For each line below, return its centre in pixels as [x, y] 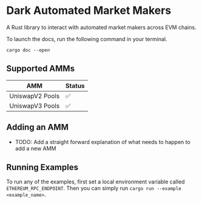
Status [75, 85]
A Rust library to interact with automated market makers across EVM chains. [101, 27]
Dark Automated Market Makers [89, 11]
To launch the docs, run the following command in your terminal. [87, 39]
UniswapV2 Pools [35, 96]
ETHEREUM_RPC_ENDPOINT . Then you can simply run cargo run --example [94, 188]
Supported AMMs [40, 69]
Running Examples [42, 167]
